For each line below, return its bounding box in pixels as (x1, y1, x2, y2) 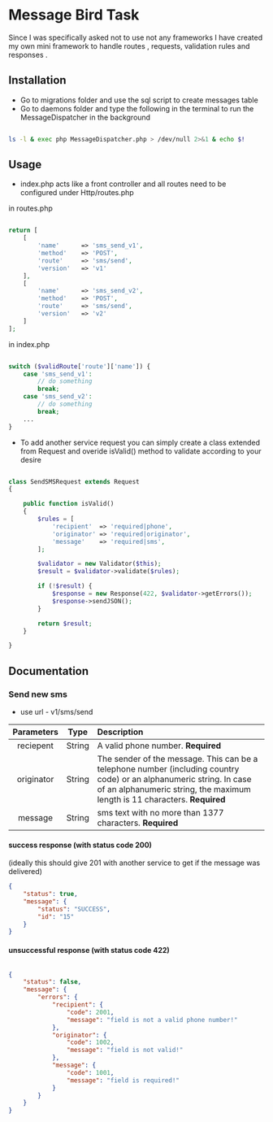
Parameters (12, 726, 58, 737)
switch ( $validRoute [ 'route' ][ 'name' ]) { (8, 362, 151, 371)
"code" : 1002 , (66, 1038, 115, 1046)
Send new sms (8, 689, 67, 700)
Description (97, 726, 144, 737)
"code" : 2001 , (66, 1008, 115, 1016)
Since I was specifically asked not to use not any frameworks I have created (8, 33, 263, 42)
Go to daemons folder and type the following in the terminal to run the (19, 103, 254, 113)
